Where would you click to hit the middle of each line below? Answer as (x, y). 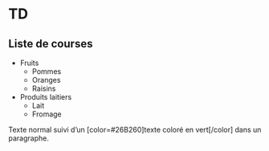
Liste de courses (51, 44)
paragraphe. (29, 138)
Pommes (47, 71)
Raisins (44, 88)
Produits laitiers (46, 97)
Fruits (29, 63)
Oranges (46, 80)
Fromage (47, 114)
